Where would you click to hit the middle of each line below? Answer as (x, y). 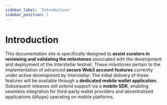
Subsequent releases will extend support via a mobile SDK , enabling (77, 86)
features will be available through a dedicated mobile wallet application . (81, 81)
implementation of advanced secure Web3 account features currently (79, 70)
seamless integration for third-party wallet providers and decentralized (79, 91)
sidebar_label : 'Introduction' (38, 10)
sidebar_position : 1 (27, 15)
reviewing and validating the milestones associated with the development (83, 59)
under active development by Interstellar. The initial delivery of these (77, 75)
